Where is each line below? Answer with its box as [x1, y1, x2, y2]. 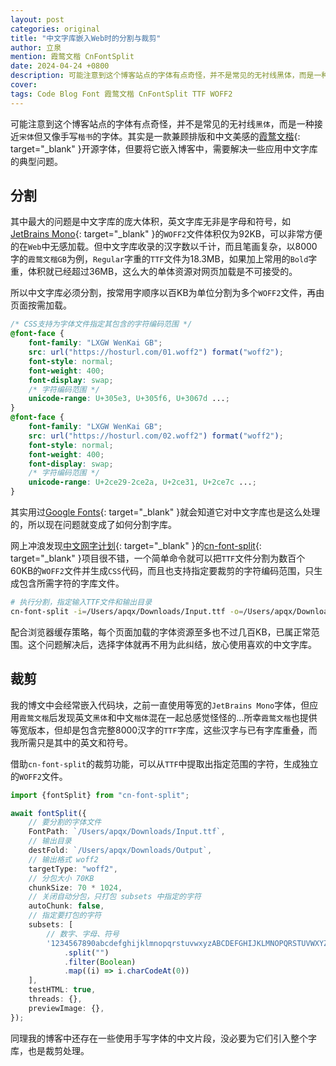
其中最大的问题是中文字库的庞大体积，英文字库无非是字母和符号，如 [10, 216, 291, 228]
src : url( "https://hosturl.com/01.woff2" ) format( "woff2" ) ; [28, 347, 284, 358]
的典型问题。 [10, 155, 63, 167]
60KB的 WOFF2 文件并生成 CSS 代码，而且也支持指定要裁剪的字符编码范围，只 [10, 565, 315, 577]
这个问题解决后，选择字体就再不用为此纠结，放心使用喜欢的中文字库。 [27, 638, 317, 650]
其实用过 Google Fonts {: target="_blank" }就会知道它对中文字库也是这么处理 [10, 506, 321, 518]
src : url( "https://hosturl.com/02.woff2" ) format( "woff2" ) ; [28, 431, 284, 441]
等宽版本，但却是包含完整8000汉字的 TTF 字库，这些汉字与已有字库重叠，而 [10, 724, 318, 736]
